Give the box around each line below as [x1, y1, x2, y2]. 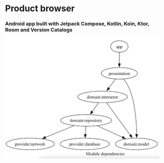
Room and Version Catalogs [5, 26, 72, 33]
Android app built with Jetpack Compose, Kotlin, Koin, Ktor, [5, 20, 149, 27]
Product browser [5, 3, 75, 14]
